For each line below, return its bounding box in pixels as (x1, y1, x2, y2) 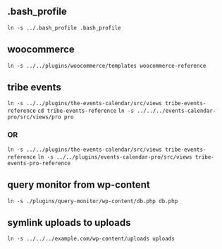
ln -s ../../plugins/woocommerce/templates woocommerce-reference (7, 62, 206, 69)
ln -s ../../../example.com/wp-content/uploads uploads (7, 236, 175, 243)
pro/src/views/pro (7, 114, 61, 121)
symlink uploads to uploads (7, 217, 132, 229)
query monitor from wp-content (7, 179, 150, 191)
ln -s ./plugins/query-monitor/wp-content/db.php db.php (7, 198, 178, 205)
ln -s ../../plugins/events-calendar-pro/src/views (37, 153, 192, 161)
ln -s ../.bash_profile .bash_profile (7, 24, 121, 31)
